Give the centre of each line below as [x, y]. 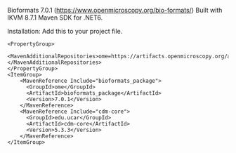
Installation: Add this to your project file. [65, 31]
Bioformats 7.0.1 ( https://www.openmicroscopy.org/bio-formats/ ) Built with [115, 10]
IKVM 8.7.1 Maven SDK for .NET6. [55, 18]
